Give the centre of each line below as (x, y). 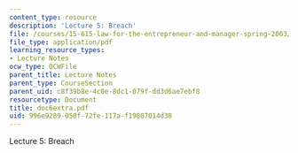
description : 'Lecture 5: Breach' (73, 26)
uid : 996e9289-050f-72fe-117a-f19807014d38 (91, 116)
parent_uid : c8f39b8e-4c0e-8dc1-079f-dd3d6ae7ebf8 (105, 91)
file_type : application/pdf (61, 42)
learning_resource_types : (57, 50)
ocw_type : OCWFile (43, 67)
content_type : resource (53, 17)
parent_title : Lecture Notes (63, 75)
